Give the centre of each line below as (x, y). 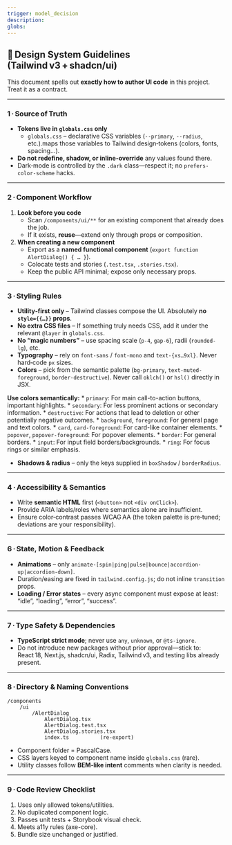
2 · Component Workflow (49, 197)
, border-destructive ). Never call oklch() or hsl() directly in (134, 377)
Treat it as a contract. (37, 89)
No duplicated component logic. (63, 812)
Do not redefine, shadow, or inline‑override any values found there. (115, 158)
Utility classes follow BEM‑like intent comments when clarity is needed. (119, 765)
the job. (38, 227)
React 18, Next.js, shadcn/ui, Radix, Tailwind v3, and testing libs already (118, 655)
